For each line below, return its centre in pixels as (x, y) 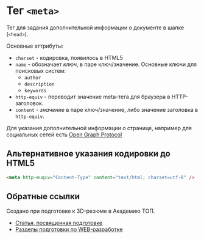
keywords (35, 90)
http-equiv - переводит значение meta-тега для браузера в (93, 97)
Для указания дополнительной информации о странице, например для (99, 128)
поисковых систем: (40, 70)
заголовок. (29, 103)
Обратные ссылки (43, 197)
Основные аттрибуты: (35, 46)
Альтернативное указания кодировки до (88, 154)
